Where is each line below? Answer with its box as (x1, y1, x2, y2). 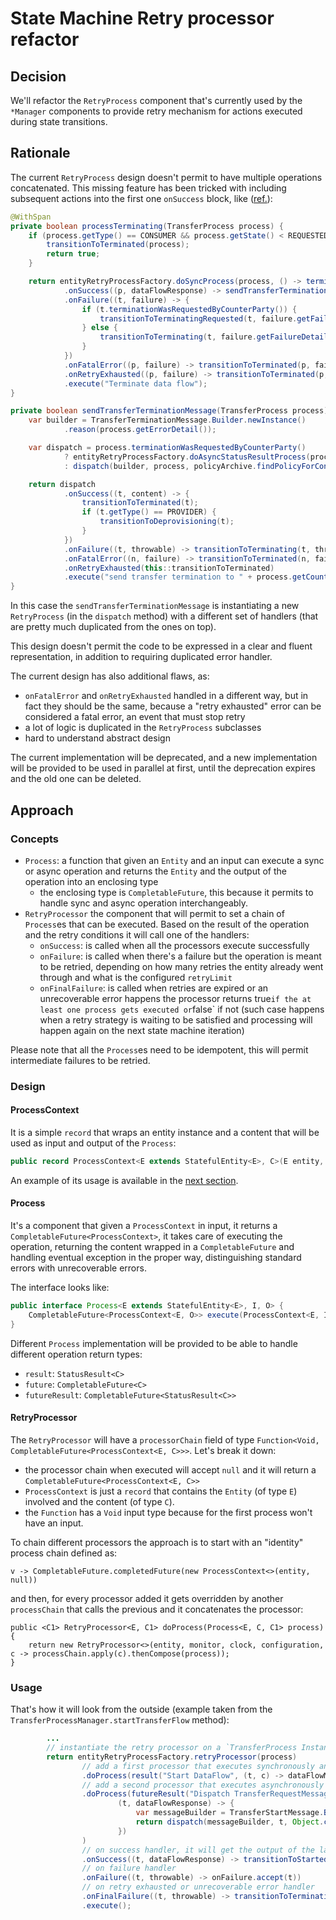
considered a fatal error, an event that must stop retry (24, 711, 246, 723)
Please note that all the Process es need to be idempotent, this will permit (10, 1043, 309, 1056)
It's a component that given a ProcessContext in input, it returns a (10, 1220, 278, 1232)
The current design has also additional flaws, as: (10, 670, 210, 682)
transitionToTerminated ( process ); (46, 240, 190, 250)
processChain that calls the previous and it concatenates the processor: (10, 1603, 304, 1615)
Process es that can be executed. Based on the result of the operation (24, 918, 310, 930)
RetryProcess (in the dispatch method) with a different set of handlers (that (10, 610, 319, 622)
